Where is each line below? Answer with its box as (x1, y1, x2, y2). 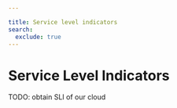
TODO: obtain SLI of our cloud (8, 92, 106, 102)
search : (8, 25, 34, 34)
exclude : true (15, 33, 61, 41)
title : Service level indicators (8, 18, 118, 26)
